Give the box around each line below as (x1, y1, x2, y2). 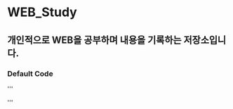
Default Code (7, 68, 54, 78)
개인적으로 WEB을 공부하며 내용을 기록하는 (7, 34, 182, 46)
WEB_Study (7, 4, 77, 20)
